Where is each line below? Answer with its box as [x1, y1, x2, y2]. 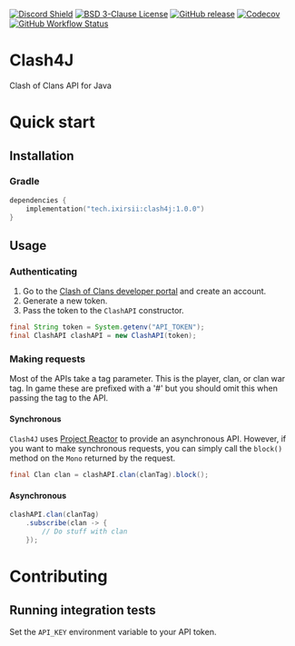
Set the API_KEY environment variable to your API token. [9, 626, 217, 637]
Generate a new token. [22, 295, 108, 306]
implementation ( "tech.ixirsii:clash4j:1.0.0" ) [25, 204, 205, 214]
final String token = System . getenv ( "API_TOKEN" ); [9, 323, 205, 332]
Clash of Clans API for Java [9, 80, 112, 91]
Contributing [9, 566, 108, 587]
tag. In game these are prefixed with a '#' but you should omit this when [9, 383, 279, 394]
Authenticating [9, 264, 78, 277]
